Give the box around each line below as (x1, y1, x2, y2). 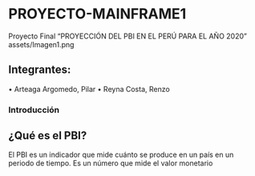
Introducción (8, 104, 60, 115)
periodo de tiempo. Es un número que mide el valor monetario (8, 158, 213, 168)
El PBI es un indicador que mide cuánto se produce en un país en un (8, 150, 234, 160)
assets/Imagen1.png (8, 39, 75, 49)
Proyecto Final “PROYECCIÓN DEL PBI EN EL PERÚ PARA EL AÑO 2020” (8, 31, 247, 41)
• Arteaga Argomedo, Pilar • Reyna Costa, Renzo (8, 84, 170, 94)
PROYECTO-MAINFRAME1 (8, 5, 187, 23)
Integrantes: (8, 63, 71, 77)
